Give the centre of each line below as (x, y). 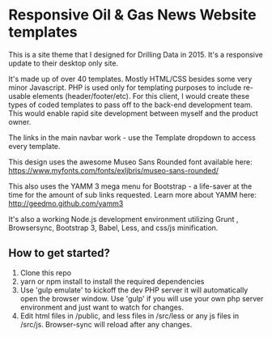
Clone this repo (45, 272)
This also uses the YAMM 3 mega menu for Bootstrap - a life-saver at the (130, 186)
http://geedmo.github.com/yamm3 (66, 203)
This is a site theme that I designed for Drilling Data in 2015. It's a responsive (136, 54)
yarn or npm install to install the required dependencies (112, 281)
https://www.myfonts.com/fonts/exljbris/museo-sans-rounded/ (114, 170)
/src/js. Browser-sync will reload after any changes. (106, 324)
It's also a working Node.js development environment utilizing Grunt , (123, 219)
